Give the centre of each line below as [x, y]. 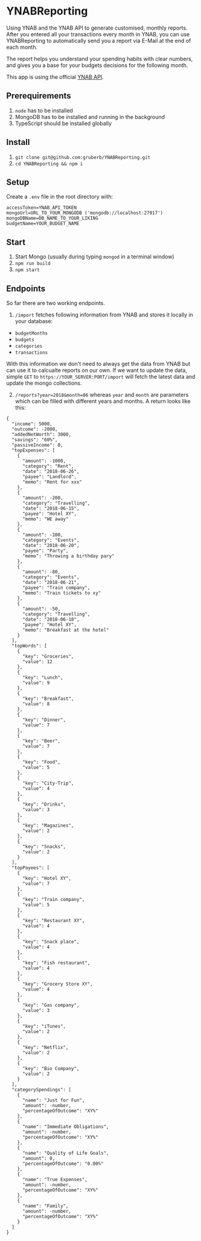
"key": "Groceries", [48, 656]
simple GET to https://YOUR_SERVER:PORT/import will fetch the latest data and [101, 377]
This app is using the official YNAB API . [55, 77]
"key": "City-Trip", [48, 783]
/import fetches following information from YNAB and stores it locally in [104, 315]
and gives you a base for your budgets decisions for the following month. [97, 65]
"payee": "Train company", [56, 588]
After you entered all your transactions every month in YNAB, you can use [98, 34]
